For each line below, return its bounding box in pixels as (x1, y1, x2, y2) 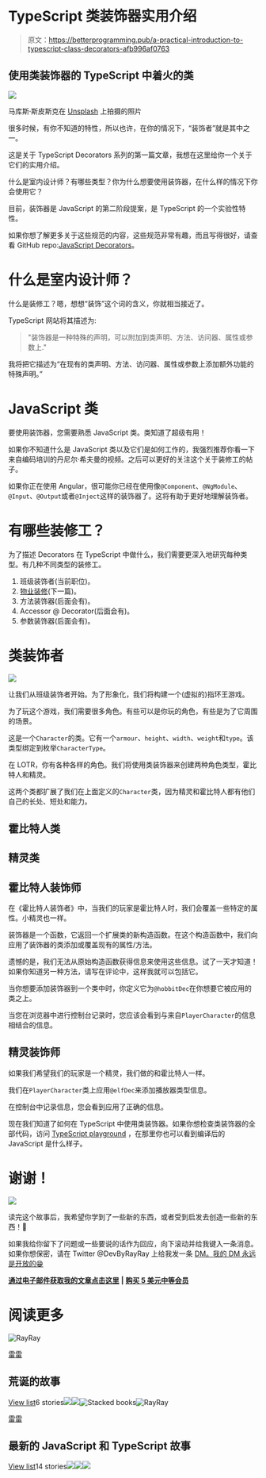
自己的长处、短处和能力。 (8, 797, 92, 806)
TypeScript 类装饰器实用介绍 (8, 7, 197, 25)
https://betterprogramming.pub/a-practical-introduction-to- (48, 35, 244, 44)
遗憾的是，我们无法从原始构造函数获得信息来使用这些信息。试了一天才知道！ (8, 957, 258, 966)
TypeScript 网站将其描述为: (8, 315, 97, 325)
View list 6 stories (8, 1397, 65, 1407)
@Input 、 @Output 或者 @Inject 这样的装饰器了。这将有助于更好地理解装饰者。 (8, 491, 253, 501)
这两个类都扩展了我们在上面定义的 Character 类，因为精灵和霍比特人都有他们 (8, 786, 256, 796)
